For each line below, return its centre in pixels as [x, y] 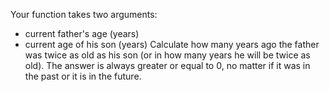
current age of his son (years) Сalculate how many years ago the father [172, 44]
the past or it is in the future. [83, 76]
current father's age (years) [82, 33]
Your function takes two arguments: [84, 14]
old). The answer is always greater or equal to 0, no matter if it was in [167, 65]
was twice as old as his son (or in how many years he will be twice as [167, 55]
